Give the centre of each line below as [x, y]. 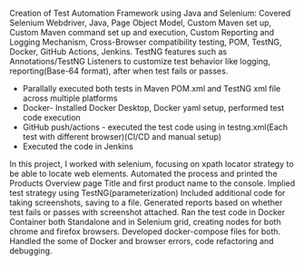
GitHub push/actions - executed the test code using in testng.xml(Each [155, 127]
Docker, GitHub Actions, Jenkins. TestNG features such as [118, 52]
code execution [52, 118]
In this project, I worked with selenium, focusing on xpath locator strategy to [152, 164]
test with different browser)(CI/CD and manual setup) [122, 137]
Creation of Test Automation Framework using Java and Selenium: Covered [150, 13]
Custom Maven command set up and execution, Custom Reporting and [142, 32]
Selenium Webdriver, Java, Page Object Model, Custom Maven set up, [141, 23]
